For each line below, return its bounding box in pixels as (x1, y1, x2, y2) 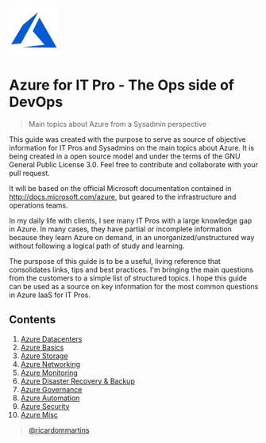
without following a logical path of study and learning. (9, 241, 185, 250)
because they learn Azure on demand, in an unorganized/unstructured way (9, 232, 255, 242)
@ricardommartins (28, 425, 90, 434)
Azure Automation (20, 393, 80, 403)
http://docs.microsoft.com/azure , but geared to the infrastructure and (9, 192, 237, 201)
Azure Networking (20, 359, 81, 369)
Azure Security (20, 401, 70, 411)
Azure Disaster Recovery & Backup (20, 376, 136, 386)
